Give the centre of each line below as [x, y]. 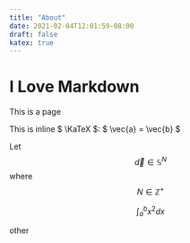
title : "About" [38, 17]
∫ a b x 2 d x [151, 211]
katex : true [31, 43]
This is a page [35, 112]
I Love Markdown [75, 87]
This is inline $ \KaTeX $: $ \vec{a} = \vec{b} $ [95, 129]
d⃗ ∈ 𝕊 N [151, 161]
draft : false [34, 34]
